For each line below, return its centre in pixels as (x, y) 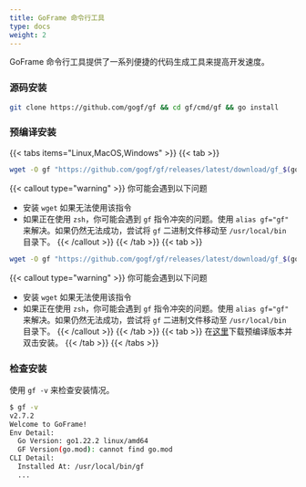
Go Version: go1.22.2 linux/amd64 (83, 441)
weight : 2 (28, 35)
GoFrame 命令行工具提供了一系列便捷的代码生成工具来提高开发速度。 (140, 62)
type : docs (30, 26)
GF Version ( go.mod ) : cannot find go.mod (95, 450)
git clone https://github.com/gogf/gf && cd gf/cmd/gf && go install (144, 107)
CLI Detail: (32, 458)
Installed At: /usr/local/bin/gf (81, 467)
